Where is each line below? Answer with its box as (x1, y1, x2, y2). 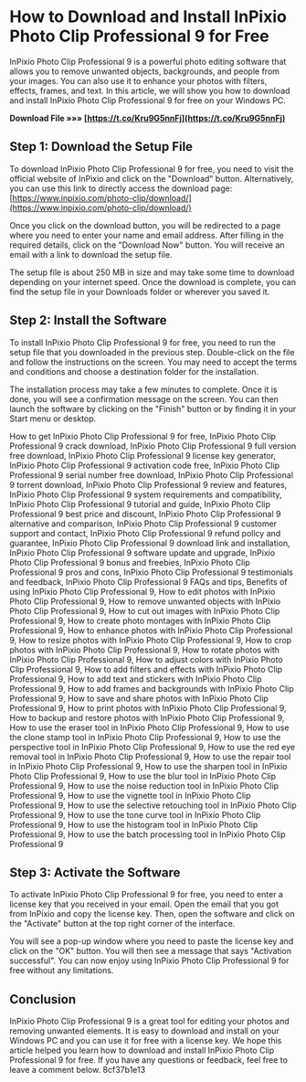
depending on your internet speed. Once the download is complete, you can (9, 276, 297, 287)
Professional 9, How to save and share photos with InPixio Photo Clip (9, 693, 269, 704)
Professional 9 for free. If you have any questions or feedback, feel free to (9, 1055, 288, 1066)
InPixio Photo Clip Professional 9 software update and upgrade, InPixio (9, 546, 276, 558)
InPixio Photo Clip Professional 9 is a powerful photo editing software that (9, 56, 287, 67)
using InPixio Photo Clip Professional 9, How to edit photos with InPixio (9, 586, 276, 597)
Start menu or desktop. (9, 413, 97, 424)
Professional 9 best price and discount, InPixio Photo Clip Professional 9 (9, 508, 281, 519)
